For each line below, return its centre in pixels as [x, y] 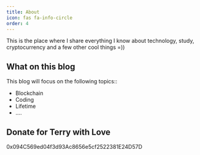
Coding [25, 100]
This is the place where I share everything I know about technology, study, [100, 41]
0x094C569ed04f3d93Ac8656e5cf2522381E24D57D [75, 147]
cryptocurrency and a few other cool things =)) [66, 47]
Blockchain [29, 93]
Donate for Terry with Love [59, 132]
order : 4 [17, 23]
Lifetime [25, 106]
